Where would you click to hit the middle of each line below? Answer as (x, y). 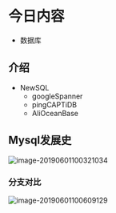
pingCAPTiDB (54, 104)
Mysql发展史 (40, 141)
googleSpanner (57, 96)
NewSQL (34, 87)
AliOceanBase (55, 113)
